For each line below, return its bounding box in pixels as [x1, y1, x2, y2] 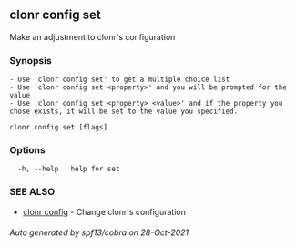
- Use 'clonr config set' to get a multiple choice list [9, 75, 230, 85]
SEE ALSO [9, 186, 56, 199]
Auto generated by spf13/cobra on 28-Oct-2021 [9, 227, 189, 238]
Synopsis [9, 54, 52, 67]
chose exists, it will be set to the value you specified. [9, 107, 239, 117]
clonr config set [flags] [9, 123, 107, 132]
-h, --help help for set [17, 164, 120, 174]
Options [9, 144, 46, 157]
